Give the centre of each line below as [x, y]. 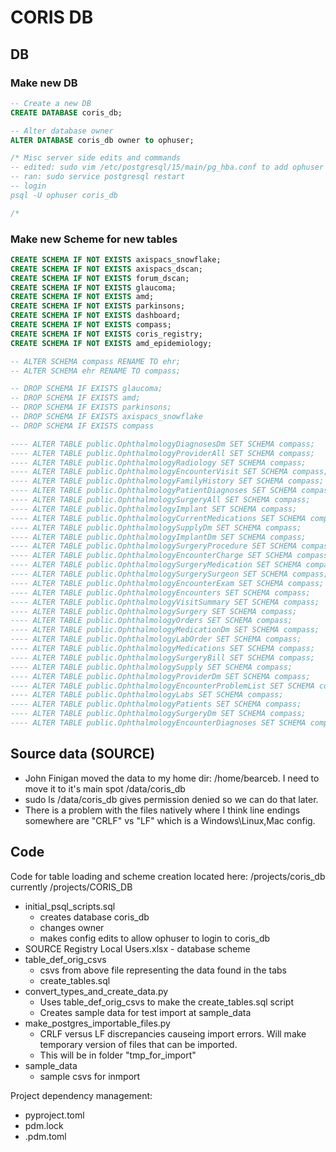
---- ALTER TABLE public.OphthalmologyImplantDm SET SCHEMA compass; [158, 537]
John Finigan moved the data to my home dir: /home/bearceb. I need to [172, 778]
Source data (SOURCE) [83, 754]
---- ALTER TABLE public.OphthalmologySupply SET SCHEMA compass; [151, 667]
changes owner [72, 927]
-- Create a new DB [51, 103]
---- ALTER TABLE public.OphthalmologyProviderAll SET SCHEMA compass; [162, 453]
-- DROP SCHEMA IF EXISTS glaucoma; [86, 389]
